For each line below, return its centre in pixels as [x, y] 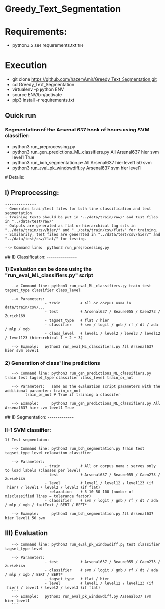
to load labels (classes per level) [43, 471]
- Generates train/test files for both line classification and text [78, 209]
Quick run [21, 115]
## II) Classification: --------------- [41, 257]
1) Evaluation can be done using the [49, 269]
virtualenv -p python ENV [38, 89]
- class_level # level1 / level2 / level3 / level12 [103, 333]
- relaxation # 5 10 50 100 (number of [89, 492]
